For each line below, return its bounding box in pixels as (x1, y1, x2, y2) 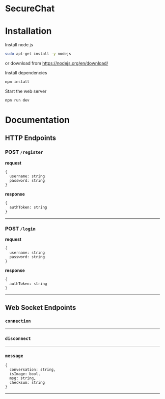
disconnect (5, 335, 31, 341)
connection (5, 318, 31, 324)
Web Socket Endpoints (5, 303, 76, 312)
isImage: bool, (9, 371, 41, 377)
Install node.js (5, 42, 33, 48)
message (5, 353, 24, 359)
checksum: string (9, 380, 45, 385)
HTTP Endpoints (5, 134, 56, 142)
